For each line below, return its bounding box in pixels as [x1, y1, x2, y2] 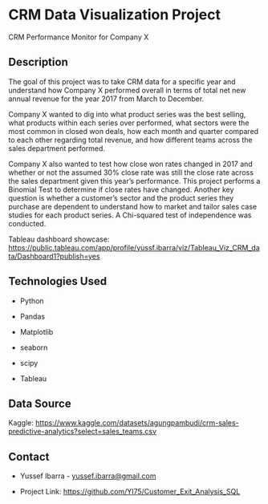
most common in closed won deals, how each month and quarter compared [8, 126, 259, 136]
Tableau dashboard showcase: [8, 234, 110, 244]
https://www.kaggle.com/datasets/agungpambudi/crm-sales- [35, 418, 239, 428]
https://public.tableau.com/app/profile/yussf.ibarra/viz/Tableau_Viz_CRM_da [8, 242, 261, 252]
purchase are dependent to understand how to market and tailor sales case [8, 201, 258, 211]
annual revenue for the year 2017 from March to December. [8, 94, 205, 104]
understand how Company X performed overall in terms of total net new [8, 85, 246, 95]
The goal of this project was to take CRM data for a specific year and [8, 76, 236, 86]
